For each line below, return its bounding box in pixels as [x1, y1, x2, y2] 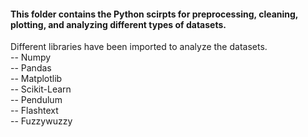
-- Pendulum [10, 94, 63, 106]
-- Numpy [10, 51, 52, 64]
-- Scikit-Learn [10, 83, 72, 95]
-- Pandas [10, 62, 52, 74]
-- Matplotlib [10, 73, 63, 85]
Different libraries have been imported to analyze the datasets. [10, 41, 268, 53]
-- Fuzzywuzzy [10, 115, 73, 127]
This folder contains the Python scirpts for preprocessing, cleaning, [10, 8, 299, 20]
